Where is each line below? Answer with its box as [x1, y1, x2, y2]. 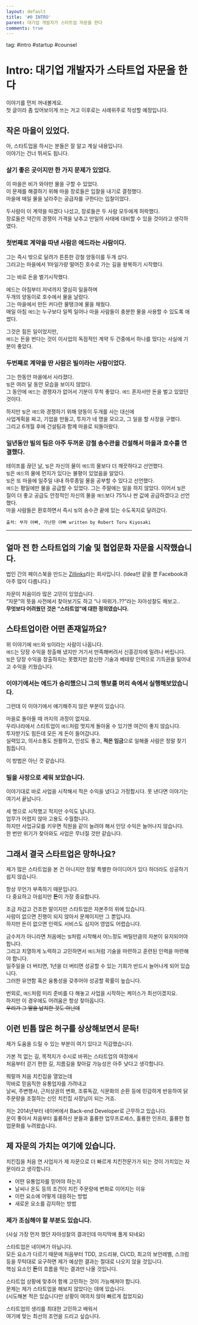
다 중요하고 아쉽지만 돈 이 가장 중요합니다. [6, 893, 101, 900]
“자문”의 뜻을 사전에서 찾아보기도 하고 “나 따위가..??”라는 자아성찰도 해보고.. [6, 598, 180, 605]
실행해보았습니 [149, 679, 189, 687]
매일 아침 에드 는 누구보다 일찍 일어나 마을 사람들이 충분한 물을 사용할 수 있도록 [6, 308, 184, 315]
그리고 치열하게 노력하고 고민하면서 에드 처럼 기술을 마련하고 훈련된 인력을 [6, 948, 173, 955]
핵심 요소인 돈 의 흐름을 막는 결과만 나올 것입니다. [6, 1265, 118, 1272]
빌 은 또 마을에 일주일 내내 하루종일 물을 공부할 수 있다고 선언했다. [6, 477, 155, 484]
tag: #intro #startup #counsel [6, 41, 77, 48]
